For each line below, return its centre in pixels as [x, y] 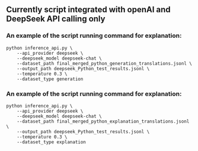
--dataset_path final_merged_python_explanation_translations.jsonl [103, 121]
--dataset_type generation [50, 79]
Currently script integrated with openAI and [88, 10]
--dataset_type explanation [51, 142]
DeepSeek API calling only [56, 19]
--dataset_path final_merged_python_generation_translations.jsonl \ [105, 63]
